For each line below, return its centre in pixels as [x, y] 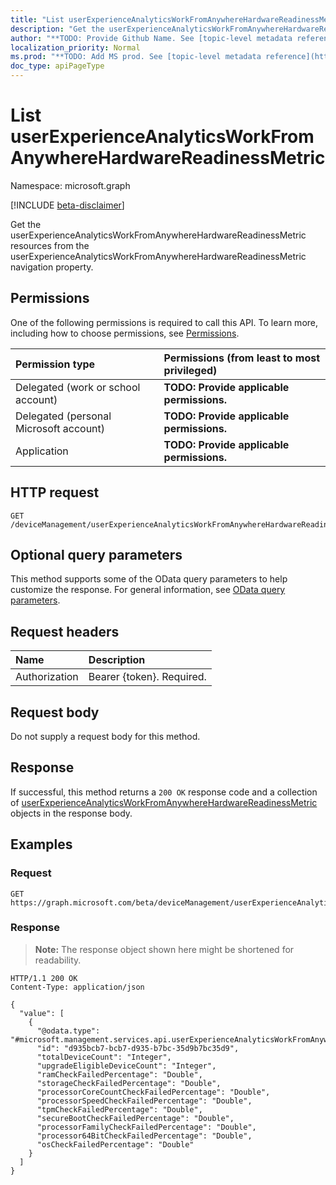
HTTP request [55, 492]
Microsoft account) [60, 428]
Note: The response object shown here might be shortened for [164, 949]
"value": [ [42, 1013]
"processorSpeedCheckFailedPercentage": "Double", [144, 1101]
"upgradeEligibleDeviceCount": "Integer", [126, 1066]
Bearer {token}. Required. [147, 677]
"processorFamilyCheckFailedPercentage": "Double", [146, 1127]
